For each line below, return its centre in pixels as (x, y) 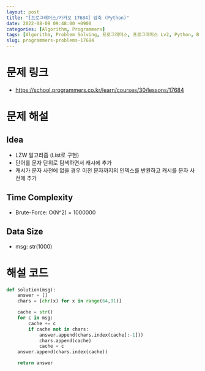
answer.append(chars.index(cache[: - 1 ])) (91, 335)
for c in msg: (35, 318)
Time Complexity (40, 197)
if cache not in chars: (58, 329)
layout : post (23, 12)
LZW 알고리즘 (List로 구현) (47, 155)
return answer (35, 363)
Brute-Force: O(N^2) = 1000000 (55, 212)
